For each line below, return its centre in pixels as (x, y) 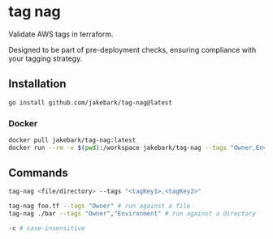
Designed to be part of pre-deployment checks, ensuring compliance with (132, 49)
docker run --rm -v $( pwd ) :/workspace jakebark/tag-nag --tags (118, 147)
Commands (39, 173)
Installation (37, 84)
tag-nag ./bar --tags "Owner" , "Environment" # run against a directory (132, 214)
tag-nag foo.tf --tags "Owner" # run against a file (100, 206)
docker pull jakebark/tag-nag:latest (72, 140)
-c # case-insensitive (47, 228)
